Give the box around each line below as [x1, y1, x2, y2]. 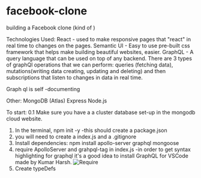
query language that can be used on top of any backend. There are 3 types [6, 55, 192, 62]
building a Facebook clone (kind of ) [6, 24, 95, 31]
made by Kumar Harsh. [14, 158, 72, 165]
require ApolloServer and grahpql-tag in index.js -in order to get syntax [14, 146, 191, 153]
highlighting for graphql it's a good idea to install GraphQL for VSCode [14, 152, 189, 159]
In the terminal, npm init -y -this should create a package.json [14, 126, 167, 134]
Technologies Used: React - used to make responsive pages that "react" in [6, 35, 191, 43]
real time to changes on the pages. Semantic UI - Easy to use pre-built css [6, 42, 190, 49]
